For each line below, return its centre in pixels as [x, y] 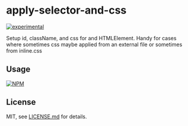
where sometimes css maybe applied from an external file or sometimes [94, 44]
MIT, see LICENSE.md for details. [47, 117]
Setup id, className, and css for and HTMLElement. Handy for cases [91, 38]
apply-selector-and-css [66, 10]
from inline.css [24, 50]
